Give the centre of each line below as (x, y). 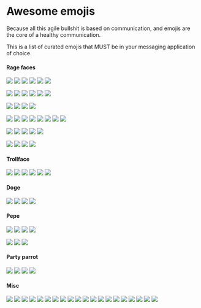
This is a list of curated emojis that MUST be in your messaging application (101, 47)
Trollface (18, 159)
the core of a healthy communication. (54, 34)
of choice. (19, 53)
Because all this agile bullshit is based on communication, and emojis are (98, 28)
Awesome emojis (51, 11)
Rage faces (21, 67)
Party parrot (22, 257)
